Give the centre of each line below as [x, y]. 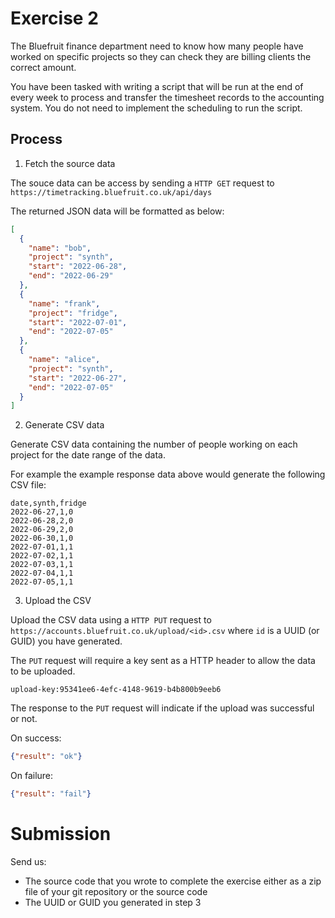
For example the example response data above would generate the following [168, 474]
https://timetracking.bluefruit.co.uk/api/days [111, 192]
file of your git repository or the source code [116, 891]
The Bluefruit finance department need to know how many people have [157, 46]
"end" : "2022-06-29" [71, 276]
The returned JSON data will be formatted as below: [117, 211]
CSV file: [28, 485]
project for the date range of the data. [88, 455]
